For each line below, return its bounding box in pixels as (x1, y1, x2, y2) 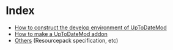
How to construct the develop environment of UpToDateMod (14, 24, 167, 31)
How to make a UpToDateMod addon (14, 30, 108, 37)
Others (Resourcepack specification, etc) (14, 37, 119, 44)
